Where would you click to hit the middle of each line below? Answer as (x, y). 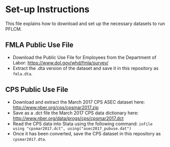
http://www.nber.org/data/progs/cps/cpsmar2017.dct (68, 118)
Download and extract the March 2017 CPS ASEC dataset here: (79, 102)
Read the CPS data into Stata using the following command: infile (82, 124)
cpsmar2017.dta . (30, 139)
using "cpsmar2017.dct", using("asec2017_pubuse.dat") (72, 129)
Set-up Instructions (48, 9)
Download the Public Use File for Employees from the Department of (84, 57)
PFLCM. (13, 29)
